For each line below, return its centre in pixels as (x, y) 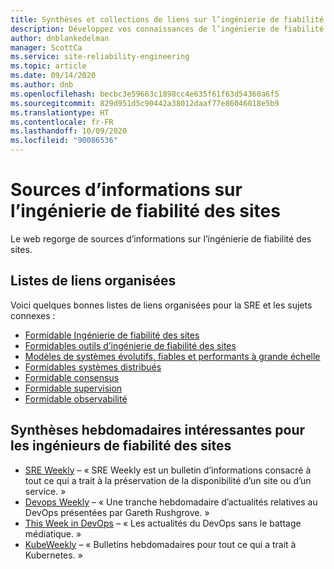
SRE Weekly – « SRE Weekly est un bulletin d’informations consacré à (168, 470)
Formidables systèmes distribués (93, 367)
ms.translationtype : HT (60, 112)
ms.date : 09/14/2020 (53, 76)
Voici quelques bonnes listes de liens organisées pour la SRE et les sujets (161, 305)
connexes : (33, 315)
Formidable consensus (72, 377)
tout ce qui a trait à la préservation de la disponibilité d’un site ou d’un (168, 480)
